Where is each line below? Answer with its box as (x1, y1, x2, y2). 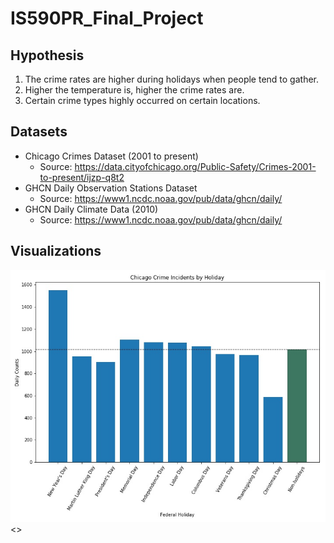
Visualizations (10, 243, 102, 260)
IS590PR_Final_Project (10, 7, 204, 30)
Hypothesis (10, 47, 85, 64)
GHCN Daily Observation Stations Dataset (24, 182, 198, 194)
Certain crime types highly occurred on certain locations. (24, 95, 261, 106)
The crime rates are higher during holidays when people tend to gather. (24, 73, 320, 85)
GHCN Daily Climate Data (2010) (24, 203, 159, 215)
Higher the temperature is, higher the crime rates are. (24, 84, 245, 96)
